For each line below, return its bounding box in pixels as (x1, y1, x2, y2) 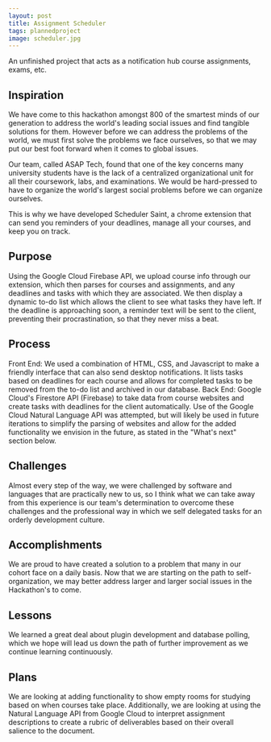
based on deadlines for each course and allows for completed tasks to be (8, 375, 253, 385)
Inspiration (8, 88, 65, 102)
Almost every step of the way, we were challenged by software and (8, 480, 232, 490)
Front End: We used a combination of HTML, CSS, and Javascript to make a (8, 359, 260, 368)
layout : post (8, 11, 52, 20)
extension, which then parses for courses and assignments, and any (8, 280, 236, 289)
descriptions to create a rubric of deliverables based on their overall (8, 717, 234, 727)
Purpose (8, 250, 52, 263)
